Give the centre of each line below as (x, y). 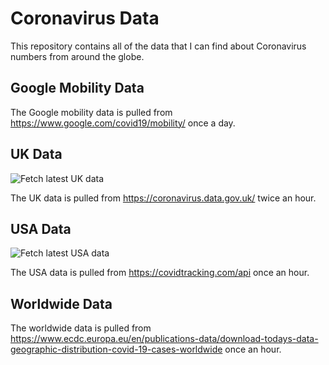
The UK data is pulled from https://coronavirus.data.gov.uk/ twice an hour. (163, 198)
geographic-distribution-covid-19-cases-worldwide (116, 349)
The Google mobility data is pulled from (91, 112)
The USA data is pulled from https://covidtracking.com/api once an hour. (160, 273)
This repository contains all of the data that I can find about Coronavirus (158, 46)
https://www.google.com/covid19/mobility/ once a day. (123, 123)
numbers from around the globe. (77, 56)
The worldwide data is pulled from (81, 328)
